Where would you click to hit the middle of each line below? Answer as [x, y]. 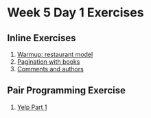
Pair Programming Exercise [66, 91]
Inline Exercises [42, 38]
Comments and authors [50, 69]
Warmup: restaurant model [55, 54]
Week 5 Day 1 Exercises [75, 13]
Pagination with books [48, 62]
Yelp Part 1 [32, 107]
